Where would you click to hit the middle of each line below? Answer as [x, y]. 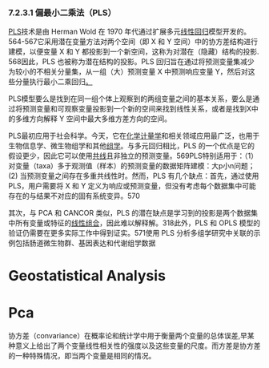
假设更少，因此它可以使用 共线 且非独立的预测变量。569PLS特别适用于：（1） [133, 156]
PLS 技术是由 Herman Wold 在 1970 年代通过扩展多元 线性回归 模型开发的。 [130, 32]
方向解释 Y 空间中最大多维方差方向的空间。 [100, 119]
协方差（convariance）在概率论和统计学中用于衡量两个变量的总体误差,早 [128, 336]
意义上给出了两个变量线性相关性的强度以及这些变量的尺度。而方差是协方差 [138, 346]
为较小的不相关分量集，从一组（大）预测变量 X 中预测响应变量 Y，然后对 [128, 72]
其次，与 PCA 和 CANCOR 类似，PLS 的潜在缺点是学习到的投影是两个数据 [130, 213]
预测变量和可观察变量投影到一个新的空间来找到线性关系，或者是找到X [137, 109]
